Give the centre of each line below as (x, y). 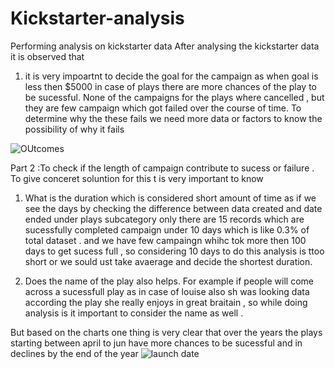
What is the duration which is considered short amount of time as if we (170, 198)
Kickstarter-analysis (97, 18)
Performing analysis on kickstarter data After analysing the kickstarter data (165, 46)
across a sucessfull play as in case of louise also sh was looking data (167, 291)
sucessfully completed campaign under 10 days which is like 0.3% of (167, 229)
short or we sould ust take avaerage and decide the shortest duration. (168, 261)
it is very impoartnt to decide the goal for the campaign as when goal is (171, 76)
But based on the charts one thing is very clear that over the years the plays (166, 332)
